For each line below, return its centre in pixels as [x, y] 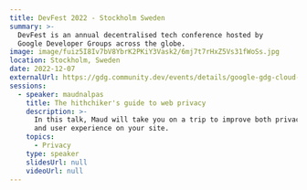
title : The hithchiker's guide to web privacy [116, 103]
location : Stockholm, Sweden [65, 60]
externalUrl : [34, 78]
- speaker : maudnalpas [61, 94]
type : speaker [53, 153]
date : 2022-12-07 [42, 69]
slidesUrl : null [57, 162]
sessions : [28, 86]
